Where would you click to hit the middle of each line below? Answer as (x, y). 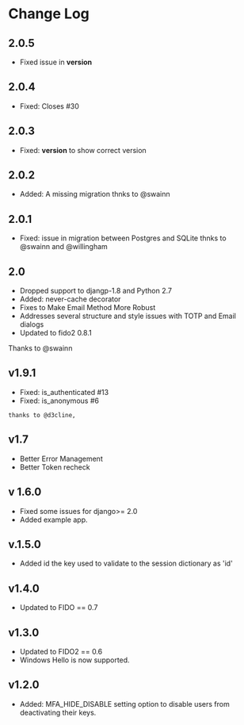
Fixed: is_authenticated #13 (64, 392)
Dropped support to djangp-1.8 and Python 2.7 (96, 291)
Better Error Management (61, 458)
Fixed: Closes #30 (49, 106)
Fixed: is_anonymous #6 (59, 401)
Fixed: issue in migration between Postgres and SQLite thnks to (123, 238)
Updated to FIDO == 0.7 (59, 608)
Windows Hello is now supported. (74, 660)
